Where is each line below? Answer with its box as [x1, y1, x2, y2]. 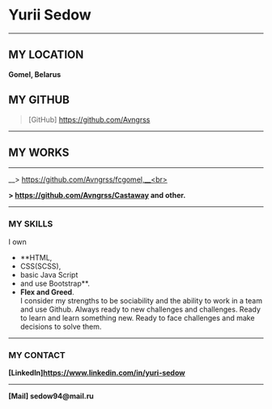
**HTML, [19, 252, 53, 262]
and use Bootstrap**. [19, 278, 91, 288]
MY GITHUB [8, 93, 70, 107]
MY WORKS [8, 145, 70, 159]
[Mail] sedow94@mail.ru [8, 391, 95, 401]
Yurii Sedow [8, 6, 91, 24]
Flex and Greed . [19, 286, 74, 297]
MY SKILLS [8, 218, 53, 230]
